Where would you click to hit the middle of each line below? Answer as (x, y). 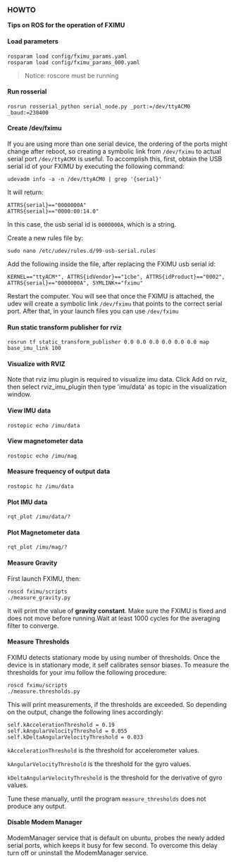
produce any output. (37, 806)
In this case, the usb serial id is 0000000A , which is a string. (92, 224)
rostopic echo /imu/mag (42, 456)
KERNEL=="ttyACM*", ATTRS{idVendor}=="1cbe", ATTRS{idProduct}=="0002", (116, 277)
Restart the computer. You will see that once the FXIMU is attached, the (111, 296)
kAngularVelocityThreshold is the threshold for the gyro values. (99, 764)
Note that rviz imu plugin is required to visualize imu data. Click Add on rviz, (117, 380)
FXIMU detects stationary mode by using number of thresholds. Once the (114, 657)
